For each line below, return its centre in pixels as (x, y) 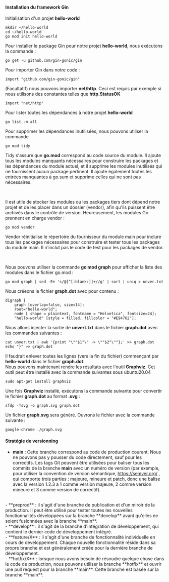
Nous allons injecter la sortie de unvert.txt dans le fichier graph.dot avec (81, 328)
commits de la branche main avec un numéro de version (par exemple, (86, 468)
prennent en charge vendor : (35, 218)
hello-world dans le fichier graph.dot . (45, 362)
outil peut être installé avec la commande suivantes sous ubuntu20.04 (78, 372)
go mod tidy (18, 146)
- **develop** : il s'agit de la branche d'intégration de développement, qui (82, 526)
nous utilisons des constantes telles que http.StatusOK (63, 94)
